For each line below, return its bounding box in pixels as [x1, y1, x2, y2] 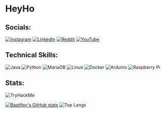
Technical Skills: [5, 51, 58, 59]
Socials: [5, 23, 31, 32]
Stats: [5, 79, 25, 87]
